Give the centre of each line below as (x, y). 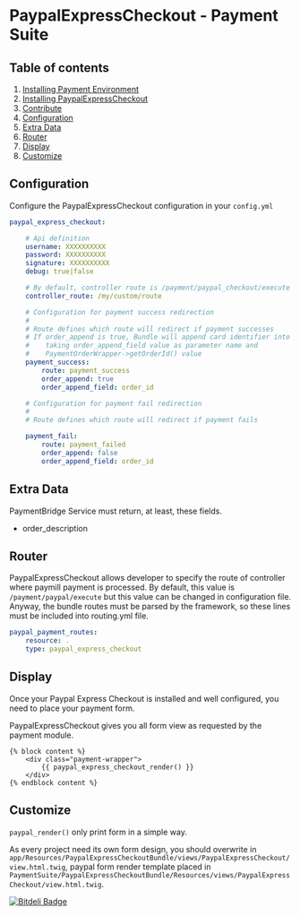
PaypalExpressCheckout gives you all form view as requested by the (136, 725)
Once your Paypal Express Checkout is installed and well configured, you (144, 698)
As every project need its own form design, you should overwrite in (133, 849)
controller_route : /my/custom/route (94, 296)
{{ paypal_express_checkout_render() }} (118, 767)
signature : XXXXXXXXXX (68, 264)
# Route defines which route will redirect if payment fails (141, 420)
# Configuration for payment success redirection (120, 312)
